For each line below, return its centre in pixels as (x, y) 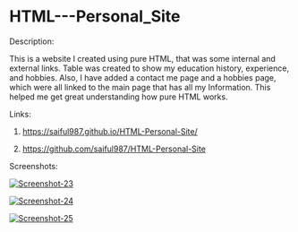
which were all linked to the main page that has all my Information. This (140, 87)
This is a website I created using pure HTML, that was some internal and (142, 58)
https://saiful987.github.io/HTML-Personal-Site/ (110, 131)
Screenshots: (34, 166)
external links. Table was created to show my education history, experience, (149, 68)
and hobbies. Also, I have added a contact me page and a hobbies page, (143, 77)
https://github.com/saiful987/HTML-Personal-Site (114, 149)
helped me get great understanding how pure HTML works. (119, 97)
